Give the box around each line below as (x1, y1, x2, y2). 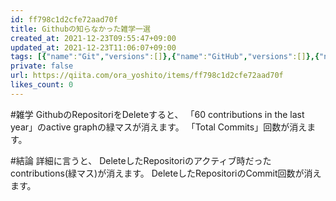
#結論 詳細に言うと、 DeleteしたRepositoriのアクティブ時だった (10, 154, 272, 166)
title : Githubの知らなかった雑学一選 (10, 24, 151, 34)
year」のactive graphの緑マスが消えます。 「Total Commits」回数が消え (10, 121, 308, 133)
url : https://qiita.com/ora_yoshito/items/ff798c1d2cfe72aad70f (10, 71, 284, 81)
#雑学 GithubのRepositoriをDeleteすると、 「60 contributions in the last (10, 108, 305, 120)
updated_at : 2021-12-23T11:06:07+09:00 (10, 42, 177, 53)
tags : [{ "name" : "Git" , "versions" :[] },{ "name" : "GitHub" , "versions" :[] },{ (10, 52, 320, 62)
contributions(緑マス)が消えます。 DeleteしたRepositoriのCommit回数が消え (10, 167, 322, 179)
